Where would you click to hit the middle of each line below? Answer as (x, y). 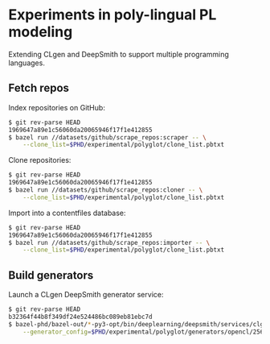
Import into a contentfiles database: (67, 213)
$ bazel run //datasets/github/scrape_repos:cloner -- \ (106, 190)
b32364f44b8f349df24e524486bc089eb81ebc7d (80, 317)
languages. (27, 63)
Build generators (51, 275)
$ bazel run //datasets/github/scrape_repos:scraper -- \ (107, 137)
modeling (41, 32)
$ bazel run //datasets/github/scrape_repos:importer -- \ (109, 242)
